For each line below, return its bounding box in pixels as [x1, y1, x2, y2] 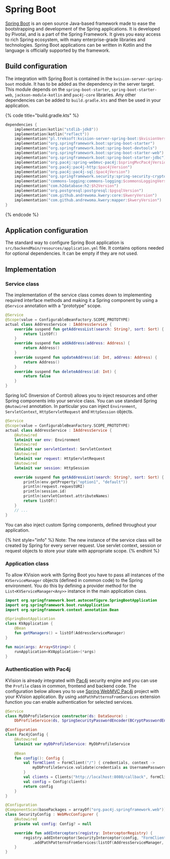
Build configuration [5, 62, 67, 71]
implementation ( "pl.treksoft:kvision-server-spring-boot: [14, 136, 139, 142]
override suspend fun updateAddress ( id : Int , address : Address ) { [14, 355, 157, 360]
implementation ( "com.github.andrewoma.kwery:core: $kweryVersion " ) [14, 193, 157, 198]
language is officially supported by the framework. [5, 47, 110, 53]
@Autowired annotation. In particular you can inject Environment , [5, 403, 137, 409]
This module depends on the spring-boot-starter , [5, 86, 111, 92]
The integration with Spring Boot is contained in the [5, 75, 113, 82]
